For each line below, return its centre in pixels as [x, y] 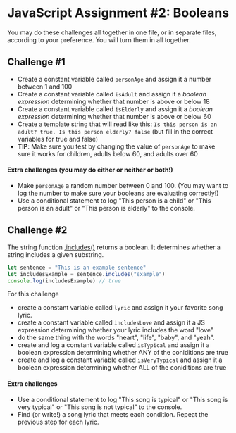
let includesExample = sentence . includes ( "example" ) [86, 274]
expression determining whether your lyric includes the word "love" [116, 330]
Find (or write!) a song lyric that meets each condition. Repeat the [113, 414]
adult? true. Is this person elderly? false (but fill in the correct [115, 131]
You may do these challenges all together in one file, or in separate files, [112, 32]
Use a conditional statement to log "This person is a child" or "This [114, 200]
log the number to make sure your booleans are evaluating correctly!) [118, 193]
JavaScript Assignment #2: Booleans [118, 13]
